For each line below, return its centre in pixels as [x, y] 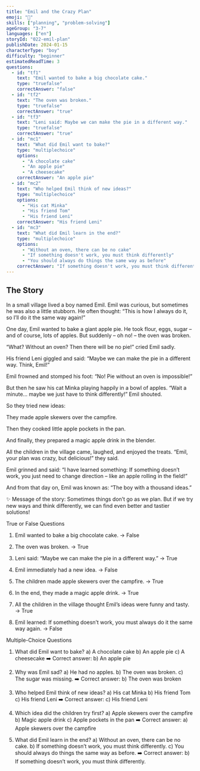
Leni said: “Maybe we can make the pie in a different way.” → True [96, 558]
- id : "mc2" [26, 183]
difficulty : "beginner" [36, 56]
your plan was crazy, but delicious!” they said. [62, 458]
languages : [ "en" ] [29, 34]
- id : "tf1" [26, 73]
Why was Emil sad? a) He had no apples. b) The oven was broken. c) [99, 672]
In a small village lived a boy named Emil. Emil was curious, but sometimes [97, 305]
